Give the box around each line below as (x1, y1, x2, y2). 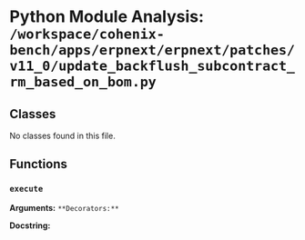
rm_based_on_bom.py (9, 74, 157, 91)
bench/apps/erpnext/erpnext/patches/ (9, 42, 296, 59)
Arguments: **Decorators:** (9, 202, 120, 213)
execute (9, 184, 44, 195)
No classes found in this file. (9, 130, 116, 141)
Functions (9, 156, 68, 172)
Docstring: (9, 220, 51, 231)
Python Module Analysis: (9, 6, 205, 27)
